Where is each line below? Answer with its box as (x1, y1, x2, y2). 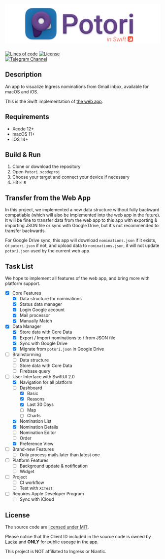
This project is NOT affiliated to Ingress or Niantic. (5, 549, 107, 555)
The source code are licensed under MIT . (5, 524, 89, 530)
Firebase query (19, 368, 51, 374)
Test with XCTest (19, 485, 53, 491)
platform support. (5, 280, 41, 286)
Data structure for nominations (19, 296, 82, 302)
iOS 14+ (12, 136, 29, 142)
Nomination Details (19, 424, 58, 430)
